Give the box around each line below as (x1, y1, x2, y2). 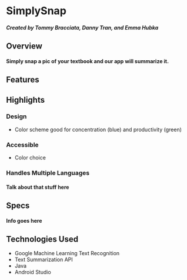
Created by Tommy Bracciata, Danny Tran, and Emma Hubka (6, 24, 159, 31)
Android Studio (14, 269, 51, 276)
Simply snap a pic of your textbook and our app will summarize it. (6, 57, 169, 64)
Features (6, 75, 39, 85)
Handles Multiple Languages (6, 169, 90, 177)
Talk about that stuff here (6, 183, 69, 190)
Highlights (6, 95, 45, 105)
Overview (6, 41, 43, 51)
